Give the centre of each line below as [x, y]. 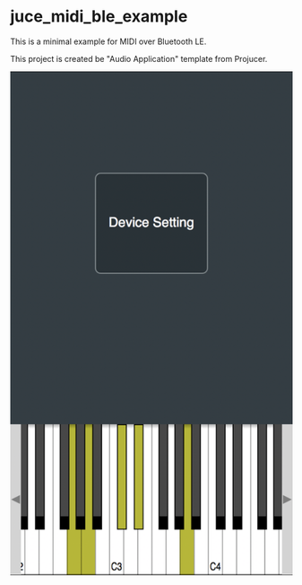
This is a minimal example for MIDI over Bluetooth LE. [108, 41]
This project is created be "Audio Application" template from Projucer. [139, 58]
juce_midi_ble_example [99, 17]
